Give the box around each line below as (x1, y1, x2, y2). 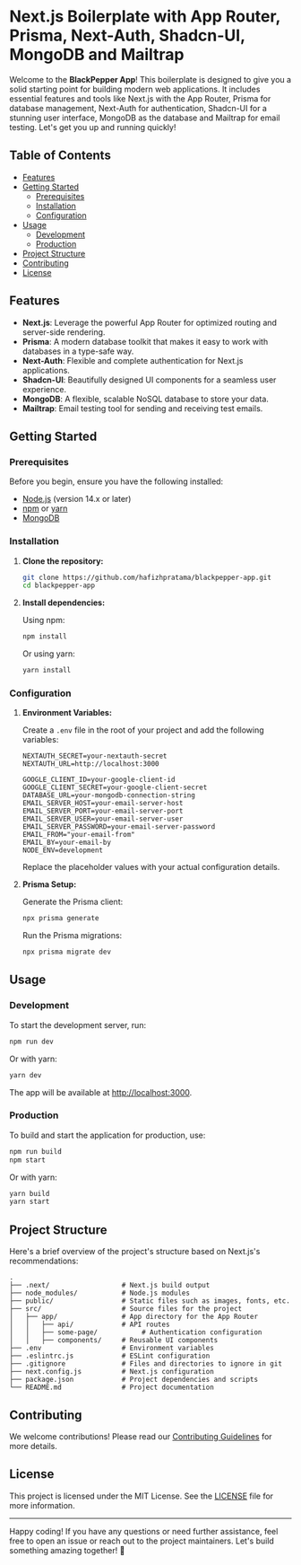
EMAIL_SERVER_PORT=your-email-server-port (21, 806, 184, 816)
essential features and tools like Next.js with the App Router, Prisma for (9, 92, 271, 104)
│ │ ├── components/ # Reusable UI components (9, 1336, 219, 1345)
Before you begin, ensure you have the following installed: (9, 476, 224, 487)
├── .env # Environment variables (9, 1344, 215, 1353)
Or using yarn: (21, 648, 76, 659)
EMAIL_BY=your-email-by (21, 838, 112, 848)
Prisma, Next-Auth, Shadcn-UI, (9, 25, 245, 46)
